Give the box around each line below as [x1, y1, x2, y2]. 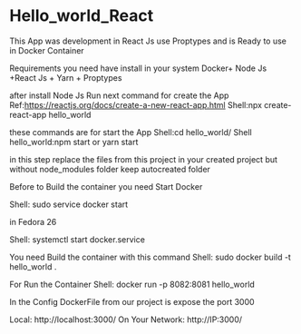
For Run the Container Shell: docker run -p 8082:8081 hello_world [9, 279, 256, 290]
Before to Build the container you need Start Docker [9, 181, 203, 192]
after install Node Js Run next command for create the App [9, 90, 229, 101]
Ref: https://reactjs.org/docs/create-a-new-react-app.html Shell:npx [9, 99, 263, 110]
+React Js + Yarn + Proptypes [9, 72, 122, 83]
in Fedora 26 [9, 216, 57, 227]
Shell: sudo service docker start [9, 199, 129, 210]
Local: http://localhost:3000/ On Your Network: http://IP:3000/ [9, 314, 243, 325]
